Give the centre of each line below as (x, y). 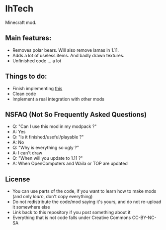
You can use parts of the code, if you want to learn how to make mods (84, 191)
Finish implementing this (37, 88)
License (18, 179)
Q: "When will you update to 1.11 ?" (47, 158)
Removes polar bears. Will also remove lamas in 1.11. (66, 50)
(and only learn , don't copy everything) (52, 197)
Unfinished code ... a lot (37, 61)
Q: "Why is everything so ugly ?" (46, 148)
